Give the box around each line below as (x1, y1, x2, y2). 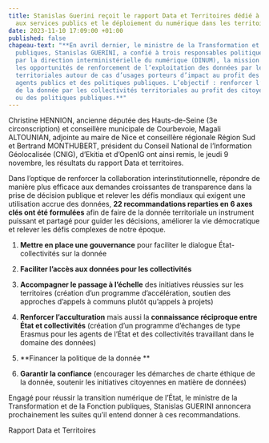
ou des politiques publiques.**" (15, 94, 127, 102)
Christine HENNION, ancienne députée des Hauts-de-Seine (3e (8, 115, 218, 125)
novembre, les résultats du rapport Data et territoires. (8, 158, 184, 168)
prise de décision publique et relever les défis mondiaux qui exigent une (8, 191, 246, 200)
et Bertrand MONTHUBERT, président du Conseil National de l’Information (8, 141, 252, 151)
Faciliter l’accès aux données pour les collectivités (19, 264, 192, 274)
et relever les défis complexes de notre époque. (8, 225, 167, 235)
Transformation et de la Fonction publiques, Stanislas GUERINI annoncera (8, 401, 251, 411)
